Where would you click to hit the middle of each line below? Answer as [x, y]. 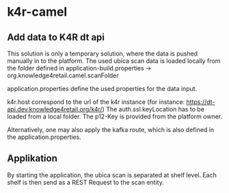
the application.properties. [44, 137]
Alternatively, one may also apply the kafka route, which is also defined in [111, 130]
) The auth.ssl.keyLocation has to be [153, 109]
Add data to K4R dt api [56, 37]
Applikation [32, 158]
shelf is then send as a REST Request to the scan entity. [85, 182]
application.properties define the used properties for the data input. [102, 89]
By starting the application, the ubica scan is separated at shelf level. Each [112, 175]
